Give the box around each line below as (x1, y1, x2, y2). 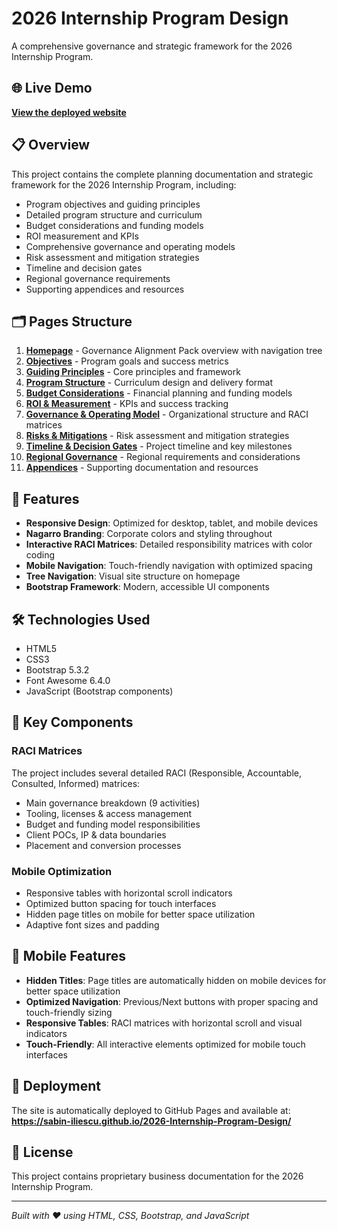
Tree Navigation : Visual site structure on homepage (25, 570, 241, 582)
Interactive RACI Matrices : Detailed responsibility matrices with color (25, 538, 313, 551)
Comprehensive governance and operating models (25, 240, 236, 252)
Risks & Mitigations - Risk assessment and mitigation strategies (25, 430, 290, 442)
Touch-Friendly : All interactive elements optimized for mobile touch (25, 1038, 306, 1050)
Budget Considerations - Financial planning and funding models (25, 387, 293, 399)
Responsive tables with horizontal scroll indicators (25, 887, 233, 899)
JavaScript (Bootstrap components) (25, 685, 174, 697)
